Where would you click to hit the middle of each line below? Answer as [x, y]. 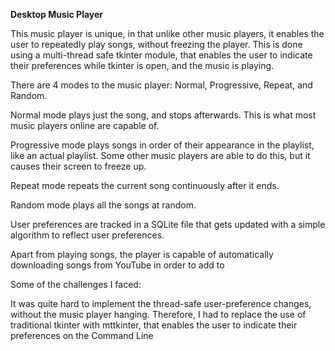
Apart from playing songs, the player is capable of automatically [142, 254]
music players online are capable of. [85, 125]
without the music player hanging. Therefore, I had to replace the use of [158, 314]
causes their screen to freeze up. [78, 166]
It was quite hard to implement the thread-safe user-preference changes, [161, 303]
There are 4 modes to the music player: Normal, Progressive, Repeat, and [161, 85]
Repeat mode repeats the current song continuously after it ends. [145, 185]
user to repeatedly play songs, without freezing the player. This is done [156, 44]
